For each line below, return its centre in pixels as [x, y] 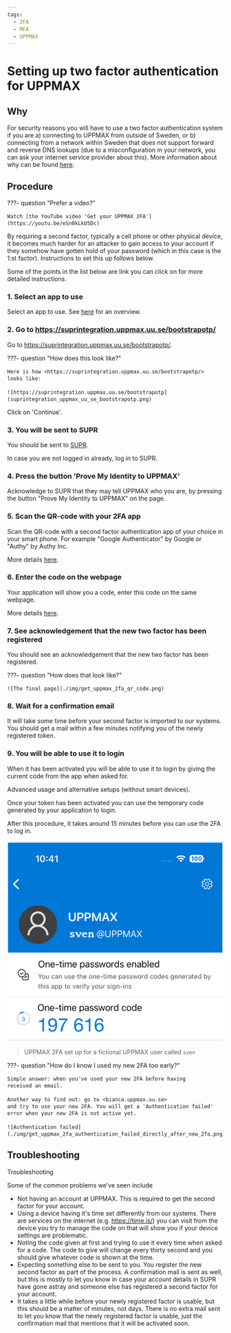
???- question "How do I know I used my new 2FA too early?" [93, 1065]
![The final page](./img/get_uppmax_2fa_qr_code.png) [86, 689]
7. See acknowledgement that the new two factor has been [107, 631]
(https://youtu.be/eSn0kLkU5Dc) [53, 224]
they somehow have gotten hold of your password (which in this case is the [114, 251]
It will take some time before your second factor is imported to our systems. [114, 721]
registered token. [31, 735]
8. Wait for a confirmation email [61, 706]
